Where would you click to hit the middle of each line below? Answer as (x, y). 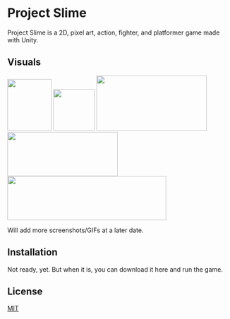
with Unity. (23, 40)
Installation (32, 252)
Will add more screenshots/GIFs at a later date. (75, 230)
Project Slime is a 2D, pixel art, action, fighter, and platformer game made (114, 32)
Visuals (24, 62)
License (25, 291)
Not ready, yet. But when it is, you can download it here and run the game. (115, 269)
